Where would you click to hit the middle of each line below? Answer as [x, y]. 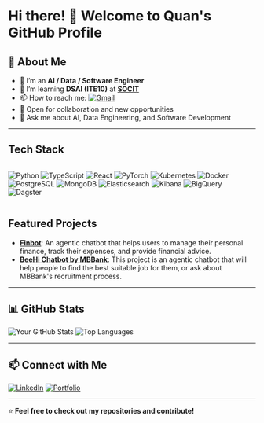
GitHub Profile [55, 33]
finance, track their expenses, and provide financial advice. [115, 251]
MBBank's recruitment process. [71, 276]
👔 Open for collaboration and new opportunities [97, 109]
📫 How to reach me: [53, 98]
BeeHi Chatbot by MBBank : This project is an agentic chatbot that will [133, 259]
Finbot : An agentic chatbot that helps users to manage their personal [131, 242]
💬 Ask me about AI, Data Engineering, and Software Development [125, 118]
